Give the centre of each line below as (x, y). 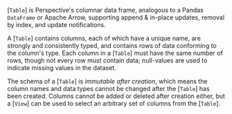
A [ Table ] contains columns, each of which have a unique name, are (104, 38)
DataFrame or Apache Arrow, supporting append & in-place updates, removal (116, 17)
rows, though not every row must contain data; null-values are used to (107, 60)
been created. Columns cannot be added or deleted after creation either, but (116, 96)
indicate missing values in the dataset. (62, 68)
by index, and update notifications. (56, 25)
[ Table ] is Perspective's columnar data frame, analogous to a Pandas (106, 10)
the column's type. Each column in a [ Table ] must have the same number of (115, 53)
